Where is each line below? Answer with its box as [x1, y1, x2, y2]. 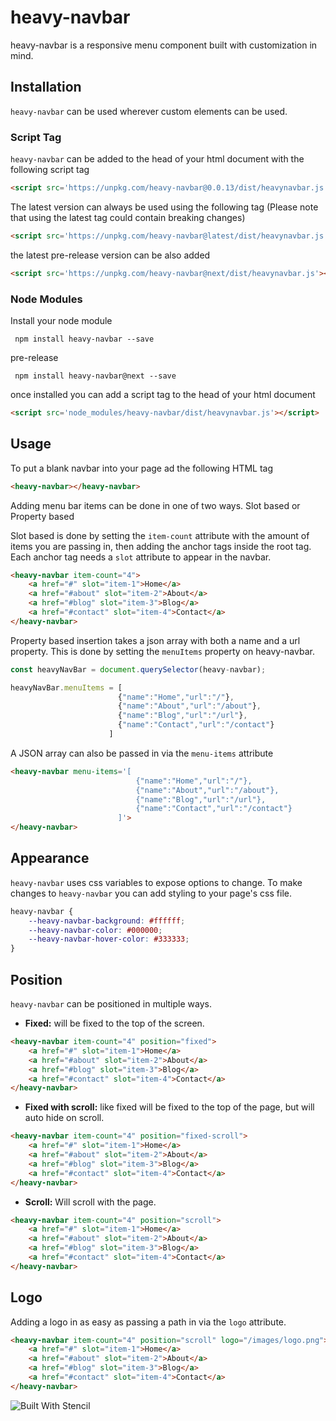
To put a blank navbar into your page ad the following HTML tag [10, 462, 274, 474]
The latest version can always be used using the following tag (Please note [10, 201, 319, 213]
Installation [10, 79, 82, 96]
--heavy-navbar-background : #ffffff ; [28, 916, 186, 926]
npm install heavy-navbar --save [14, 334, 155, 344]
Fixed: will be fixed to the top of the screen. [24, 1017, 205, 1030]
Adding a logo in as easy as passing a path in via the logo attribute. [10, 1316, 287, 1328]
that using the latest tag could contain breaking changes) [10, 211, 246, 223]
